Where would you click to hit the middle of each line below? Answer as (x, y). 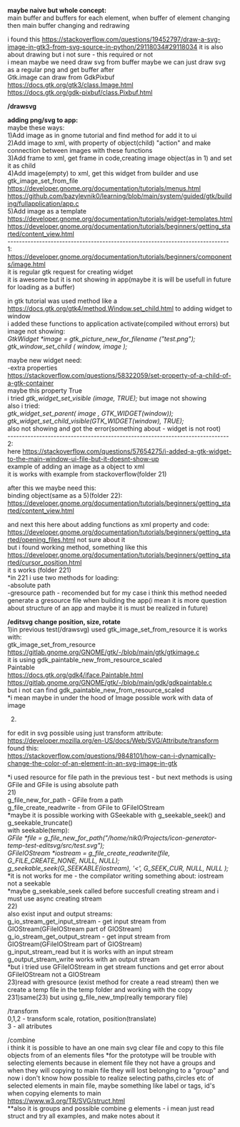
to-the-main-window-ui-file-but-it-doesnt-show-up (83, 459)
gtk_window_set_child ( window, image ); (67, 346)
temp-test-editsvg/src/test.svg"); (56, 845)
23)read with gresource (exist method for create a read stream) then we (113, 982)
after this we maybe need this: (52, 488)
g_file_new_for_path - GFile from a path (65, 800)
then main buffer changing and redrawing (69, 25)
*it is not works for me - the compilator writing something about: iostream (116, 876)
